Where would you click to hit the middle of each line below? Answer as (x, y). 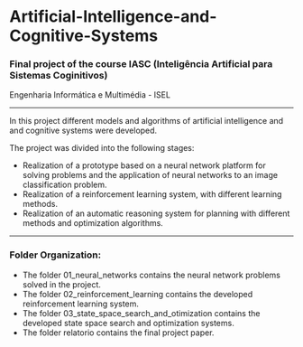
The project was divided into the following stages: (102, 148)
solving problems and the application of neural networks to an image (150, 175)
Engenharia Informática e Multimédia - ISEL (90, 95)
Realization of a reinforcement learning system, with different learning (152, 194)
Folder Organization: (55, 255)
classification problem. (64, 185)
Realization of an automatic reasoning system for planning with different (156, 213)
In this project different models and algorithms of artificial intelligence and (147, 121)
